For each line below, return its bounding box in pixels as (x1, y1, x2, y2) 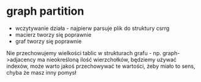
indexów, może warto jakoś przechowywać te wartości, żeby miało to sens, (6, 62, 196, 70)
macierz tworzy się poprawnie (15, 31, 92, 38)
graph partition (6, 4, 84, 18)
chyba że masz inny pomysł (6, 69, 76, 76)
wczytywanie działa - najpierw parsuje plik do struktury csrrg (15, 24, 170, 32)
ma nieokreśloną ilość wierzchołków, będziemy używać (37, 56, 177, 63)
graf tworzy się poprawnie (15, 37, 82, 45)
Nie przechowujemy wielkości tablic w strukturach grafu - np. (6, 49, 161, 56)
